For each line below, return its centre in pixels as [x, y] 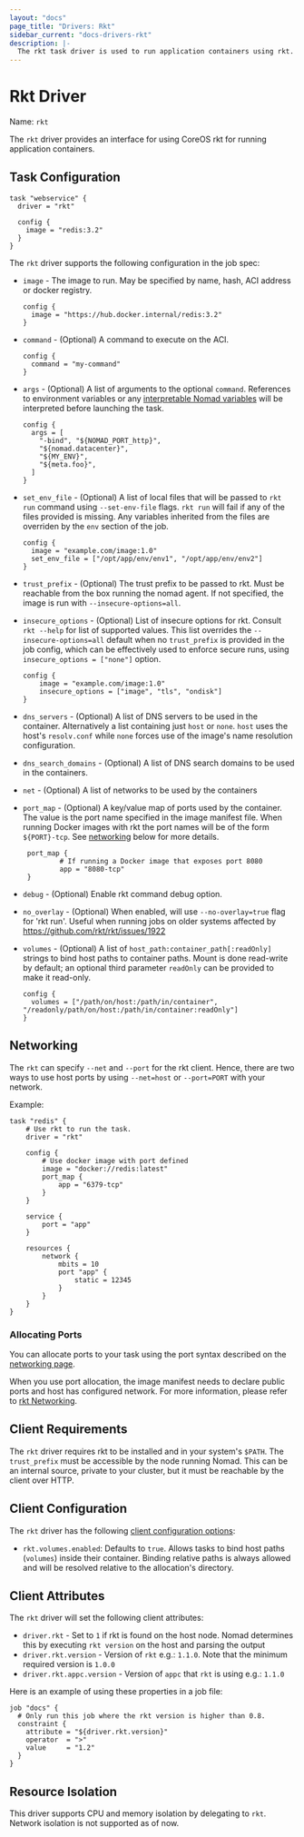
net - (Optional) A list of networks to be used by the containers [140, 790]
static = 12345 [103, 1280]
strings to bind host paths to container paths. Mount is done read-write [155, 958]
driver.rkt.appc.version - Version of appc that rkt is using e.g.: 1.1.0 [153, 1674]
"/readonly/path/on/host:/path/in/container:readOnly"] [130, 1010]
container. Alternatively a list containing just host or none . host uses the [155, 726]
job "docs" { [34, 1708]
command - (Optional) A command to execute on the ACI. [126, 339]
